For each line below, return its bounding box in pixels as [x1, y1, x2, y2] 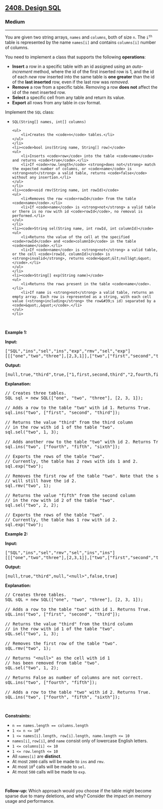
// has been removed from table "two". [5, 660, 100, 666]
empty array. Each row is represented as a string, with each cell [12, 294, 151, 299]
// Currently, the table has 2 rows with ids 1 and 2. [5, 458, 138, 464]
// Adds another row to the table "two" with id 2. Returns [5, 439, 151, 444]
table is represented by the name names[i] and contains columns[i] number [5, 39, 156, 45]
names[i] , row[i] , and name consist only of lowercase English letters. [12, 738, 148, 744]
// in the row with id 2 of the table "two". [5, 497, 115, 503]
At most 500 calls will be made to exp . [12, 769, 86, 774]
